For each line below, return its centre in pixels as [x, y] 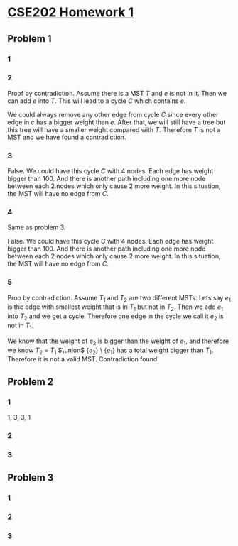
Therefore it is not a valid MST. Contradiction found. [83, 359]
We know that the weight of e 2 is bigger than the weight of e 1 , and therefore [118, 342]
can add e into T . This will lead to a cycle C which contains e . [97, 101]
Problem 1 [29, 39]
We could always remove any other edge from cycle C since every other [113, 114]
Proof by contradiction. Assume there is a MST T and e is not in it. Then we [117, 93]
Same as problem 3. [37, 227]
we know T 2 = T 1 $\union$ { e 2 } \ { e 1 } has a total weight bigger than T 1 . [110, 351]
